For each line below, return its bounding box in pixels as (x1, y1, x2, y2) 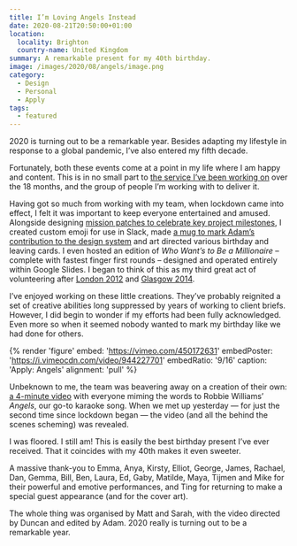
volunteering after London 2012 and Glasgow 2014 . (9, 273, 195, 284)
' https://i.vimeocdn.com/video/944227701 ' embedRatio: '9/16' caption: (9, 355, 268, 365)
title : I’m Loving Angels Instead (9, 12, 137, 22)
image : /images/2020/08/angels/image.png (9, 63, 164, 72)
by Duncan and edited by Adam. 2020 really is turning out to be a (9, 518, 247, 528)
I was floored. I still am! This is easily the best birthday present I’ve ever (9, 436, 270, 447)
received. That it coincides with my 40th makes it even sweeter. (9, 446, 241, 457)
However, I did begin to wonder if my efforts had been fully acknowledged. (9, 310, 281, 320)
